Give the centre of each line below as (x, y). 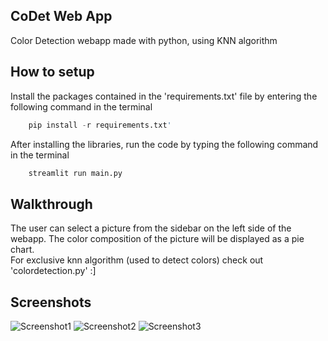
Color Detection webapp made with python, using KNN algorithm (144, 40)
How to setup (52, 72)
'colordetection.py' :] (53, 271)
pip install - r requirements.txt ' (100, 125)
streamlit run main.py (75, 173)
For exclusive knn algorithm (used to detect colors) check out (137, 260)
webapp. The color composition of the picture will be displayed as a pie (157, 239)
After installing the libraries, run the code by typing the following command (164, 144)
